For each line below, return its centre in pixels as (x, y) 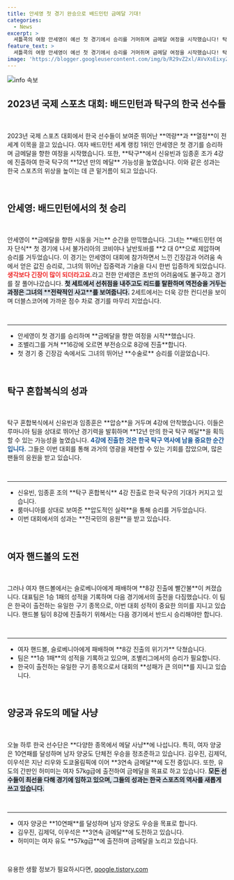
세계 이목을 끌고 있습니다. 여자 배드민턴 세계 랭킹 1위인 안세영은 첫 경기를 (106, 145)
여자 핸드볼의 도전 (43, 556)
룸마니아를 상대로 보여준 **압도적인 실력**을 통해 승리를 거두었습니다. (112, 510)
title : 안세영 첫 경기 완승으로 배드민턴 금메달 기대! (75, 14)
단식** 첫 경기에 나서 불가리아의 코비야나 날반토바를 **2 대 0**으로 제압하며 (117, 249)
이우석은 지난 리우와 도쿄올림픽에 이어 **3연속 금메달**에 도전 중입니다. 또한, (112, 762)
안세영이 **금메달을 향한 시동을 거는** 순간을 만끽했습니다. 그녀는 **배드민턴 (111, 240)
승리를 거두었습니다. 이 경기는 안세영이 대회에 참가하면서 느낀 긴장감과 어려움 (111, 257)
